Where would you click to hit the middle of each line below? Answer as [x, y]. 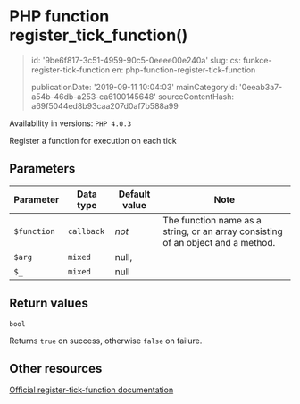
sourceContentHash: [196, 97]
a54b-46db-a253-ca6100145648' [93, 97]
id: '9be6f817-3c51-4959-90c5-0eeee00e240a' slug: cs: [136, 60]
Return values [49, 303]
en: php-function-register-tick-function [183, 70]
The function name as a [212, 220]
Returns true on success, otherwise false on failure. [106, 341]
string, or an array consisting [222, 231]
